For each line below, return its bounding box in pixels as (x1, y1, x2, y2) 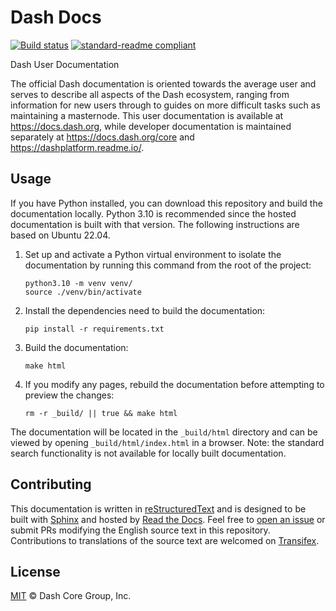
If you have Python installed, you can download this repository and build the (10, 197, 323, 209)
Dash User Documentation (10, 58, 120, 70)
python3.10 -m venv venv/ (24, 278, 133, 288)
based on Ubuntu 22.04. (10, 229, 111, 241)
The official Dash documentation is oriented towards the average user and (10, 77, 317, 90)
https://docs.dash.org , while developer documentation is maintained (10, 120, 292, 132)
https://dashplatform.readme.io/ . (10, 141, 145, 153)
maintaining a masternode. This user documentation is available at (10, 109, 284, 121)
